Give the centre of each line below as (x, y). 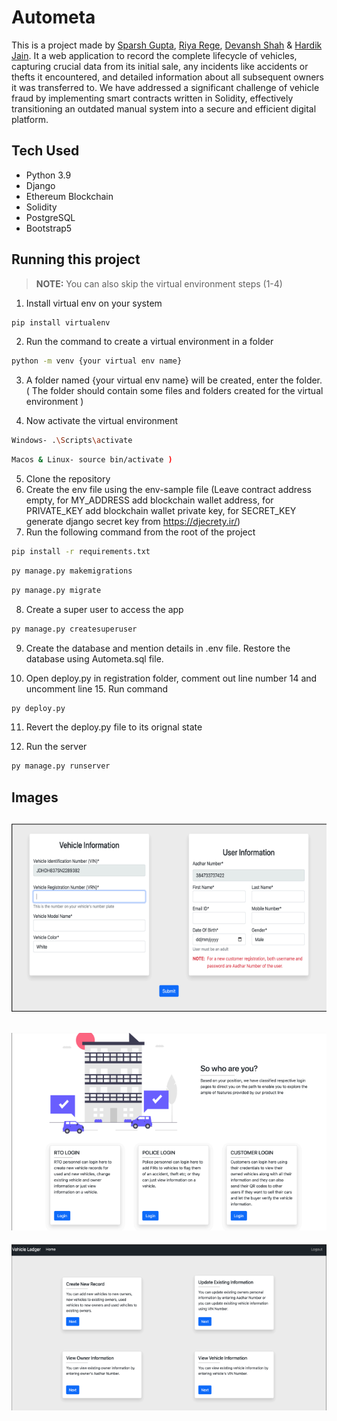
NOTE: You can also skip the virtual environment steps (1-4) (159, 283)
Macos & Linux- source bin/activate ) (92, 460)
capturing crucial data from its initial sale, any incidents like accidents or (160, 66)
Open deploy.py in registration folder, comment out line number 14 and (171, 678)
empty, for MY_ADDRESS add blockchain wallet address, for (149, 500)
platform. (30, 119)
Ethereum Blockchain (69, 196)
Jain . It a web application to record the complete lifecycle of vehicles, (154, 55)
